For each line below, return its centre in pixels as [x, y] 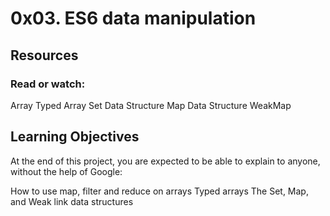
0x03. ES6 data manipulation [133, 18]
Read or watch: [48, 84]
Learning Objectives [75, 137]
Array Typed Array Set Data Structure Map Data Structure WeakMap [151, 105]
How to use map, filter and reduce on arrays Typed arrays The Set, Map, [159, 191]
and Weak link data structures [72, 201]
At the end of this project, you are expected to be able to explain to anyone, [165, 161]
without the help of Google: [66, 171]
